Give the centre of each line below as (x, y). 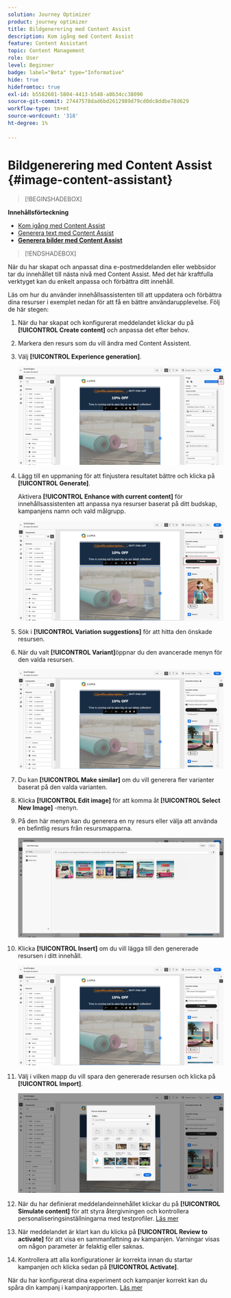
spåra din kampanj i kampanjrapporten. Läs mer (75, 1288)
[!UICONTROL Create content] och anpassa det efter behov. (104, 330)
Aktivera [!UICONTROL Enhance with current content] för (100, 497)
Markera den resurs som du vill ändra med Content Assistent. (104, 343)
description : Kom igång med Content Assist (71, 36)
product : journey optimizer (48, 22)
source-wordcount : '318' (43, 116)
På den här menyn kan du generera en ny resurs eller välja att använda (118, 821)
